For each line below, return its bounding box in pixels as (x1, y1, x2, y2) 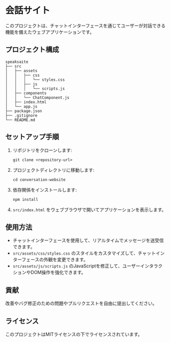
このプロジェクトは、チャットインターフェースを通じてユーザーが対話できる (5, 22, 166, 29)
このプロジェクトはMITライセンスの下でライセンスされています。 (5, 331, 143, 337)
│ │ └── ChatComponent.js (5, 95, 70, 100)
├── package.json (5, 108, 42, 113)
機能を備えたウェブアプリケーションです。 (5, 29, 94, 35)
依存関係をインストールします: (12, 187, 77, 193)
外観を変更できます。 (43, 257, 88, 263)
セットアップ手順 (5, 132, 59, 141)
